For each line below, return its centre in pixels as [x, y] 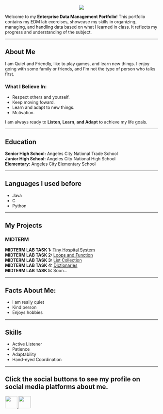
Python [19, 206]
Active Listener [27, 344]
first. [10, 74]
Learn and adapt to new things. [43, 107]
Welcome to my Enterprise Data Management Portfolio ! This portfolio [75, 17]
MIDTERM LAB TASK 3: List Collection [43, 260]
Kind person [24, 307]
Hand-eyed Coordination [37, 360]
